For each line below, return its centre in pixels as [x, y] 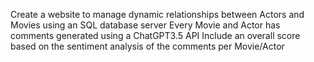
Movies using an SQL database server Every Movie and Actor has [145, 25]
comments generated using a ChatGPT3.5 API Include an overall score [155, 35]
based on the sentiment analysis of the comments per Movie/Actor [147, 46]
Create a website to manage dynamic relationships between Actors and [157, 14]
